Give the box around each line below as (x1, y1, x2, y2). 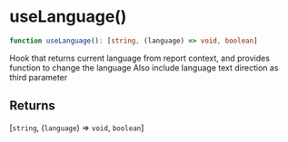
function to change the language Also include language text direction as (9, 62, 279, 73)
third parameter (9, 71, 68, 82)
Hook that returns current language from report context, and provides (9, 52, 271, 63)
